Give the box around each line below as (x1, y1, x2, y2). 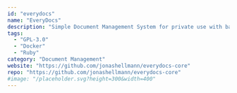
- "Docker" (13, 43, 46, 50)
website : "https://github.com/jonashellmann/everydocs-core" (7, 62, 191, 69)
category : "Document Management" (7, 56, 106, 63)
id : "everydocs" (7, 10, 55, 17)
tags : (7, 29, 23, 37)
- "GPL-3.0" (13, 36, 49, 43)
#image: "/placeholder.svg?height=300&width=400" (7, 75, 157, 83)
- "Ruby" (13, 50, 39, 57)
